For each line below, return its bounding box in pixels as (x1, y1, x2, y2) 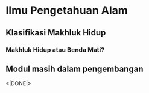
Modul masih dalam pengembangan (5, 64, 144, 74)
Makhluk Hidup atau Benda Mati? (5, 46, 105, 54)
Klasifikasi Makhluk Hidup (5, 28, 106, 38)
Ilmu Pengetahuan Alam (5, 4, 128, 17)
